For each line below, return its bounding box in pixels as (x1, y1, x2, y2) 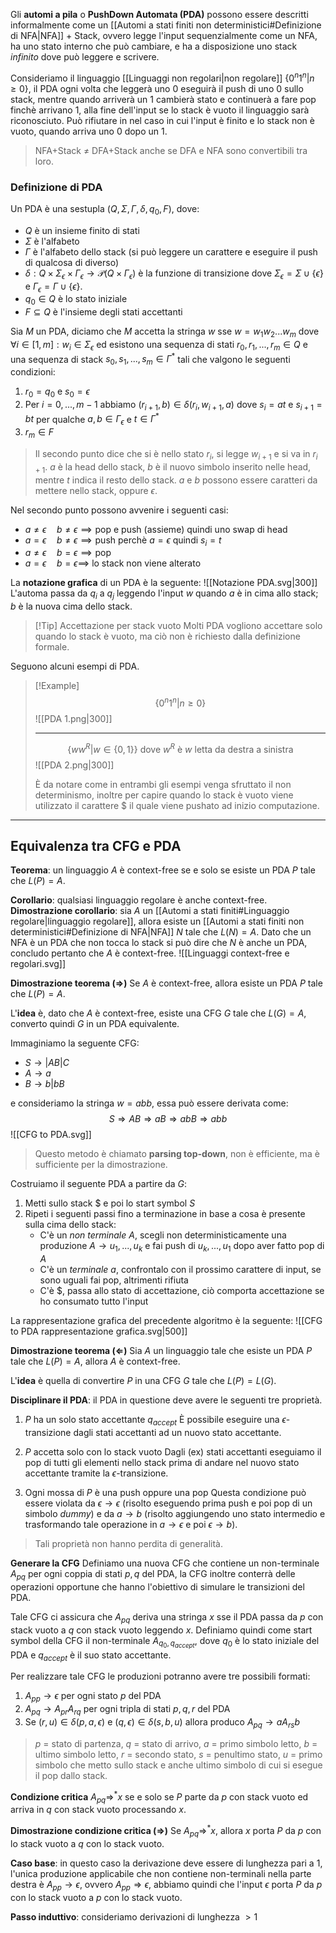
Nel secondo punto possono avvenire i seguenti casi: (10, 504, 229, 516)
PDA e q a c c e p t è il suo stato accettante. (10, 1649, 172, 1663)
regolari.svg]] (10, 958, 67, 970)
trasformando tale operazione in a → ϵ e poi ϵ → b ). (24, 1518, 238, 1530)
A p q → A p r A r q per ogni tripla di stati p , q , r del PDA (24, 1703, 231, 1718)
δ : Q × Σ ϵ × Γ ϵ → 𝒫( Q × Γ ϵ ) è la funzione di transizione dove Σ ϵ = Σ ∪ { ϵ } (24, 267, 324, 281)
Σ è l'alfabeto (24, 235, 80, 247)
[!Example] (34, 680, 80, 692)
